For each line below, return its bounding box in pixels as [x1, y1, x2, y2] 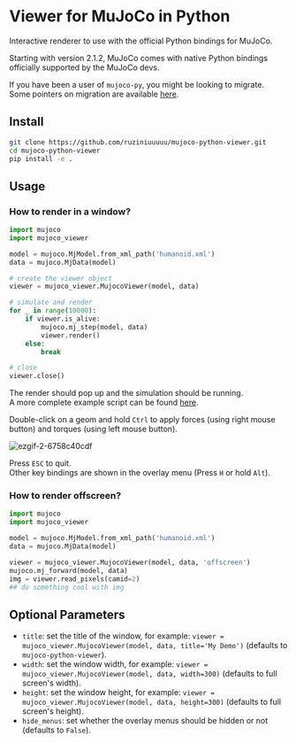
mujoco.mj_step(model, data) [41, 322, 148, 331]
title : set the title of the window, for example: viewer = [21, 631, 224, 641]
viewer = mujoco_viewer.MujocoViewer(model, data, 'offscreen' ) [9, 558, 251, 567]
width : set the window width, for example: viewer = [21, 659, 209, 669]
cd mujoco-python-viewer [9, 146, 101, 155]
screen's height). [21, 706, 84, 716]
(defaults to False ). [21, 724, 91, 736]
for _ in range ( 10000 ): [9, 306, 97, 315]
